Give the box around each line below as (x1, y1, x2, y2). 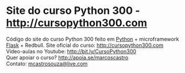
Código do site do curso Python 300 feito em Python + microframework (6, 35, 180, 42)
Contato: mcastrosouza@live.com (6, 60, 88, 67)
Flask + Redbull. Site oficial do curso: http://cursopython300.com (6, 42, 164, 49)
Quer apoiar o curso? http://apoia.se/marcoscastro (6, 54, 129, 61)
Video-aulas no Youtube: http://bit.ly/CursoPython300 (6, 48, 136, 54)
